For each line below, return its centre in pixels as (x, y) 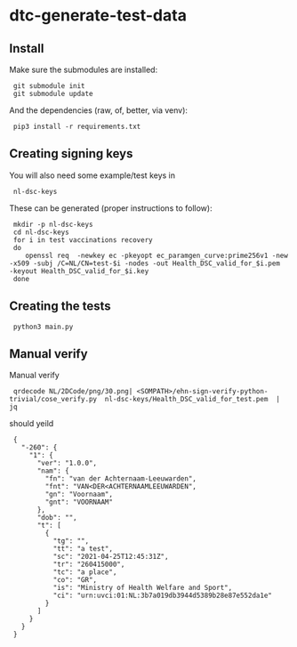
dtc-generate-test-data (98, 16)
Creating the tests (60, 307)
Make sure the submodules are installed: (84, 69)
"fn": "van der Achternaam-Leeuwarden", (121, 479)
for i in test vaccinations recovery (83, 240)
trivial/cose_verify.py (53, 400)
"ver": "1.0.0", (67, 464)
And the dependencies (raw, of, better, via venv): (99, 110)
